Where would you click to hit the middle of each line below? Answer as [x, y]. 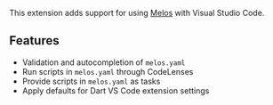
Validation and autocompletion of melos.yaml [104, 62]
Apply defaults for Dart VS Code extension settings [116, 90]
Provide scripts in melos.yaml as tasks [91, 81]
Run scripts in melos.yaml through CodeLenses [108, 71]
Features [34, 40]
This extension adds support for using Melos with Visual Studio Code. [137, 13]
